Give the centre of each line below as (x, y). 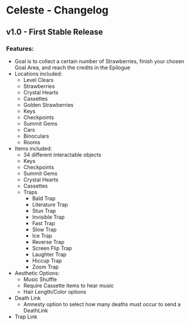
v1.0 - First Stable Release (55, 32)
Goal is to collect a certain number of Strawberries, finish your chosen (99, 61)
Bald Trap (44, 198)
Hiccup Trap (47, 260)
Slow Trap (44, 229)
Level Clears (38, 80)
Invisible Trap (48, 217)
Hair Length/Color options (55, 291)
